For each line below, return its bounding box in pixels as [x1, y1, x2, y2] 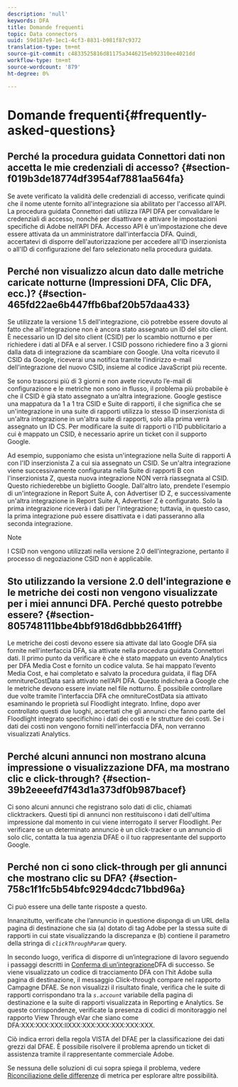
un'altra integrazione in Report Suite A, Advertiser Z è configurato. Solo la [7, 497, 222, 505]
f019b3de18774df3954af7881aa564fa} [7, 172, 185, 185]
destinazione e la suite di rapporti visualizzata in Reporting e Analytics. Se [7, 998, 224, 1006]
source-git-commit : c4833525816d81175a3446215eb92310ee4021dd [7, 51, 195, 58]
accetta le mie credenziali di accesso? [7, 162, 180, 174]
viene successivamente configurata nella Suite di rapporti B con [7, 466, 195, 475]
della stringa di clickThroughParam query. [7, 939, 127, 947]
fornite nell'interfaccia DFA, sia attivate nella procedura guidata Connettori [7, 646, 225, 655]
